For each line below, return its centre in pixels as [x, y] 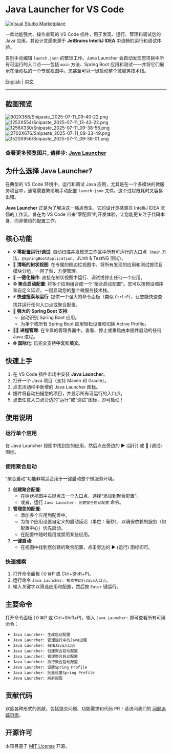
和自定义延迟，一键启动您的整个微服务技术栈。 [62, 290]
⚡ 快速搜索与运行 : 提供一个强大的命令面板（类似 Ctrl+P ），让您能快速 [85, 297]
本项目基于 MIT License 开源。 [38, 746]
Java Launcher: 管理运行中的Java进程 [50, 640]
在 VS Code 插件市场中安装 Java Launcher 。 [60, 374]
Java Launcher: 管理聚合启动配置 [45, 657]
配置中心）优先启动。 [43, 528]
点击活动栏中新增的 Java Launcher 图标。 [57, 387]
